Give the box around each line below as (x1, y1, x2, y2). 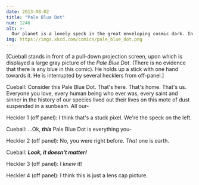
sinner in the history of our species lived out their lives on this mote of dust (6, 96, 190, 103)
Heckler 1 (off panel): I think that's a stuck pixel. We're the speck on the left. (6, 114, 192, 121)
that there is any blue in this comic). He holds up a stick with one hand (6, 66, 179, 72)
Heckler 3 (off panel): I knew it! (6, 161, 82, 167)
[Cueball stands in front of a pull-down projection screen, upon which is (6, 53, 183, 60)
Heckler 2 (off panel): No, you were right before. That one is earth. (6, 137, 170, 144)
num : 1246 (6, 20, 31, 26)
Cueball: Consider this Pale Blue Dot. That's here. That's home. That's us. (6, 84, 186, 90)
